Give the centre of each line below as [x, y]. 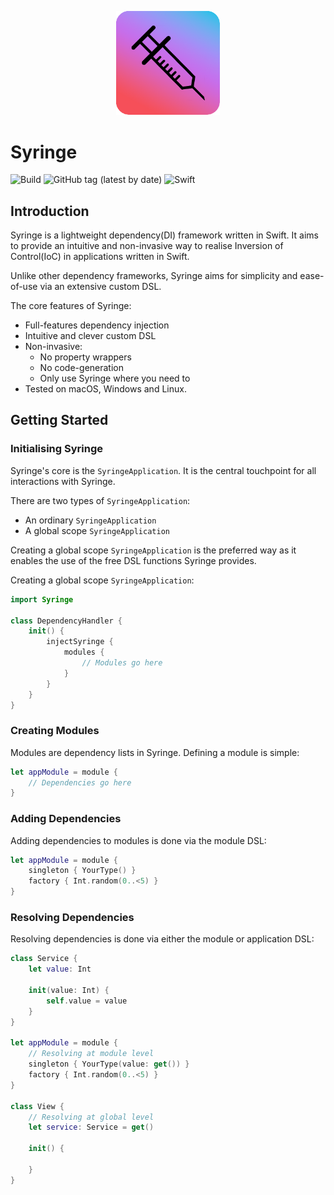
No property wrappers [85, 357]
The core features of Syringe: [71, 306]
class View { [37, 1106]
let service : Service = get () [91, 1127]
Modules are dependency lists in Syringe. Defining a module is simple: [155, 752]
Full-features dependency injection [97, 325]
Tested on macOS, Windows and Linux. [105, 389]
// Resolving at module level [91, 1054]
